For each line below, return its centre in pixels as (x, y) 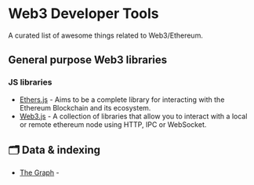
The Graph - (40, 172)
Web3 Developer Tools (83, 14)
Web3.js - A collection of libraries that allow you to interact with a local (133, 116)
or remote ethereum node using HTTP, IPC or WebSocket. (113, 124)
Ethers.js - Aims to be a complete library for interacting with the (122, 100)
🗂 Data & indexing (54, 150)
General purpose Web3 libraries (88, 60)
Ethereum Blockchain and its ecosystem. (85, 107)
